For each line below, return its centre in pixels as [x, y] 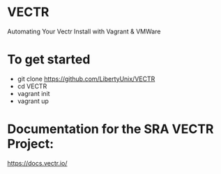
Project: [31, 144]
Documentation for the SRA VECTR [110, 129]
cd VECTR [32, 86]
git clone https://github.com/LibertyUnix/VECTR [86, 79]
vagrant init [33, 93]
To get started [49, 60]
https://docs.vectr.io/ [37, 163]
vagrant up [33, 101]
